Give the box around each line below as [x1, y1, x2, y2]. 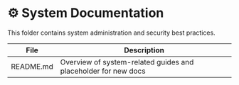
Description [124, 45, 165, 55]
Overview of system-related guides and [60, 57, 194, 67]
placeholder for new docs [60, 66, 146, 76]
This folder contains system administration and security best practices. [7, 28, 216, 37]
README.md [11, 62, 53, 72]
